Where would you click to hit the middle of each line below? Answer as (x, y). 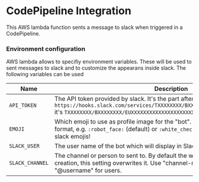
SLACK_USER (24, 146)
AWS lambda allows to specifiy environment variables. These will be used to (99, 62)
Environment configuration (46, 48)
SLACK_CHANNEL (29, 163)
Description (171, 89)
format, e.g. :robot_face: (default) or (106, 129)
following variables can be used (45, 74)
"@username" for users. (88, 171)
